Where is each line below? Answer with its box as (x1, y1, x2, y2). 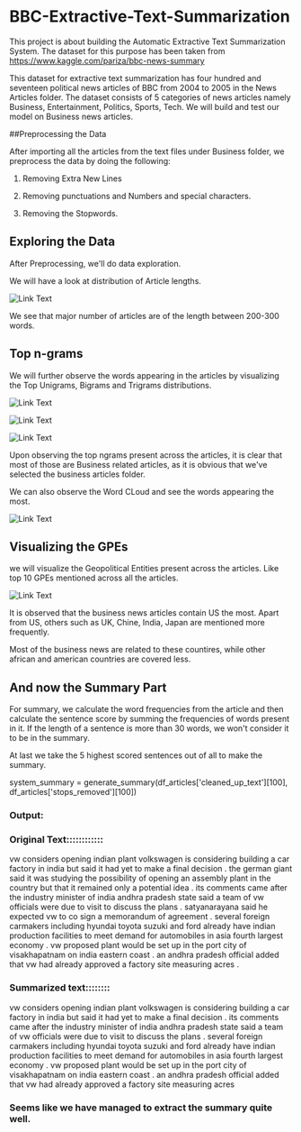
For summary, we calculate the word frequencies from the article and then (9, 704, 285, 715)
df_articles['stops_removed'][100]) (9, 787, 137, 798)
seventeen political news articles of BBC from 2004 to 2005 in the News (9, 82, 277, 93)
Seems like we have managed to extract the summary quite (9, 1101, 272, 1114)
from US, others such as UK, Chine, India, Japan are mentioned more (9, 617, 265, 628)
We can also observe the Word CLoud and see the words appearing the (9, 486, 274, 497)
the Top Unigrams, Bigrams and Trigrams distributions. (9, 379, 212, 390)
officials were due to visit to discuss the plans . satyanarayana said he (9, 901, 268, 912)
